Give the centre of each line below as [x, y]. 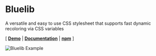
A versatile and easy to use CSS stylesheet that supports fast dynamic [78, 23]
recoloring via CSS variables [34, 28]
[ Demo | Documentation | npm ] [40, 38]
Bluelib [20, 9]
